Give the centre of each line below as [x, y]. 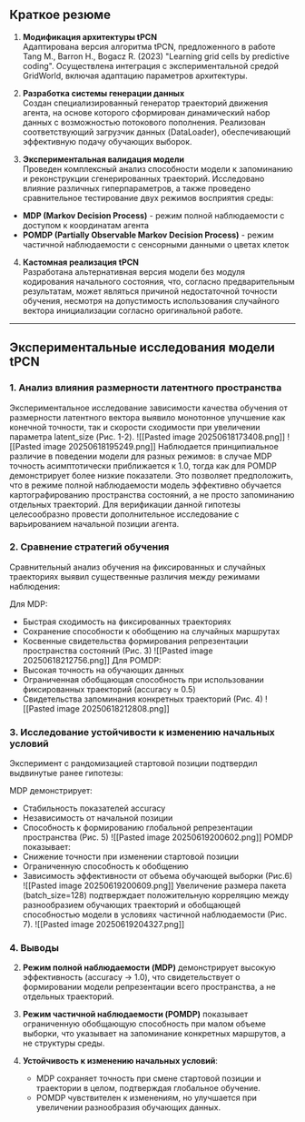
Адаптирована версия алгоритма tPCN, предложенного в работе [149, 46]
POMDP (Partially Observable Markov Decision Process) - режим [148, 235]
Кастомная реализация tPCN [80, 262]
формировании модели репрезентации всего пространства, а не [149, 987]
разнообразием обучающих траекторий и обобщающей [131, 905]
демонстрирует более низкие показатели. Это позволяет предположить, [151, 475]
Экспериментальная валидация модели [103, 159]
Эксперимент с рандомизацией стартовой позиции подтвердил [133, 763]
